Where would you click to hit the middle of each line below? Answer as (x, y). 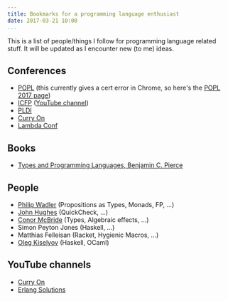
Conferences (37, 71)
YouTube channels (49, 265)
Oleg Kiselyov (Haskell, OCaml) (63, 242)
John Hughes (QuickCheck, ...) (63, 212)
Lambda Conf (38, 126)
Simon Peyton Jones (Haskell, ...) (66, 227)
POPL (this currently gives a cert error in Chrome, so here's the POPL (119, 88)
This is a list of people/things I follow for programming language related (112, 41)
